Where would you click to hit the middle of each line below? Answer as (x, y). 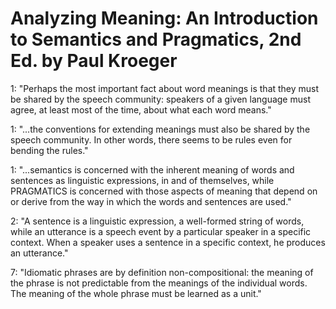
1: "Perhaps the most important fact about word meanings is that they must (165, 88)
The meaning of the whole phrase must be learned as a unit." (136, 293)
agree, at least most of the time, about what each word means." (141, 109)
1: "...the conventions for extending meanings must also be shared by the (160, 129)
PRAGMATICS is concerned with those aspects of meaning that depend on (164, 191)
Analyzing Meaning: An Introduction (164, 18)
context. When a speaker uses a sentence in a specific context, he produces (168, 242)
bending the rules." (49, 150)
